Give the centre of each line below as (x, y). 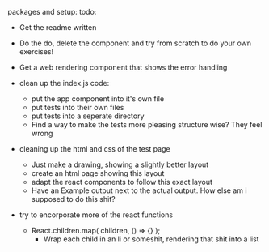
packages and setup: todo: (52, 12)
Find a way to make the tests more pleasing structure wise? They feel (147, 124)
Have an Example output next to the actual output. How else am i (139, 190)
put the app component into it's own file (98, 99)
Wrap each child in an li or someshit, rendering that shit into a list (151, 239)
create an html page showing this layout (98, 173)
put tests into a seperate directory (88, 116)
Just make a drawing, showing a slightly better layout (120, 164)
